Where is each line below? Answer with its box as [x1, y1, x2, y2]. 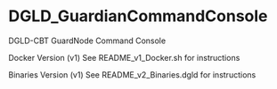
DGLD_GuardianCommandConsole [8, 6, 268, 26]
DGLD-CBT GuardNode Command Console [8, 35, 167, 46]
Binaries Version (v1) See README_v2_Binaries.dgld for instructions [8, 69, 257, 80]
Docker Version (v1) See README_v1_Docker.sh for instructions [8, 52, 240, 63]
